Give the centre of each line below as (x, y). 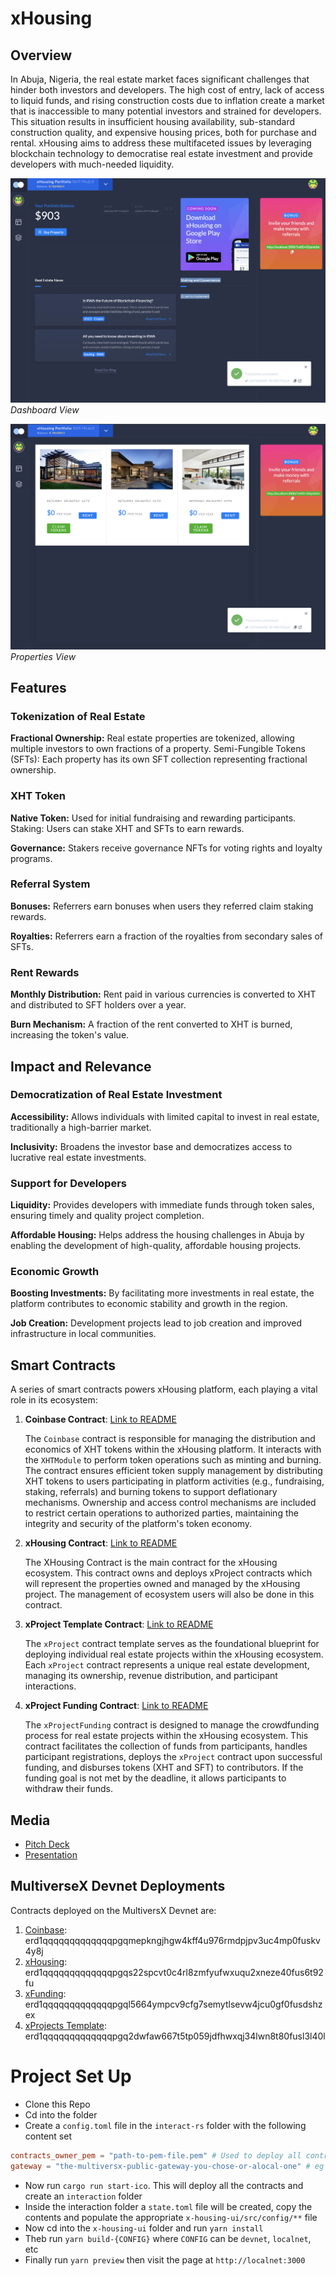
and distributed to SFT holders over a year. (98, 1005)
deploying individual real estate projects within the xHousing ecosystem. (174, 1654)
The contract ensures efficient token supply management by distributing (173, 1471)
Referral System (50, 884)
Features (38, 687)
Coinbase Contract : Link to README (100, 1419)
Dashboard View (45, 409)
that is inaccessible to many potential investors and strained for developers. (166, 111)
